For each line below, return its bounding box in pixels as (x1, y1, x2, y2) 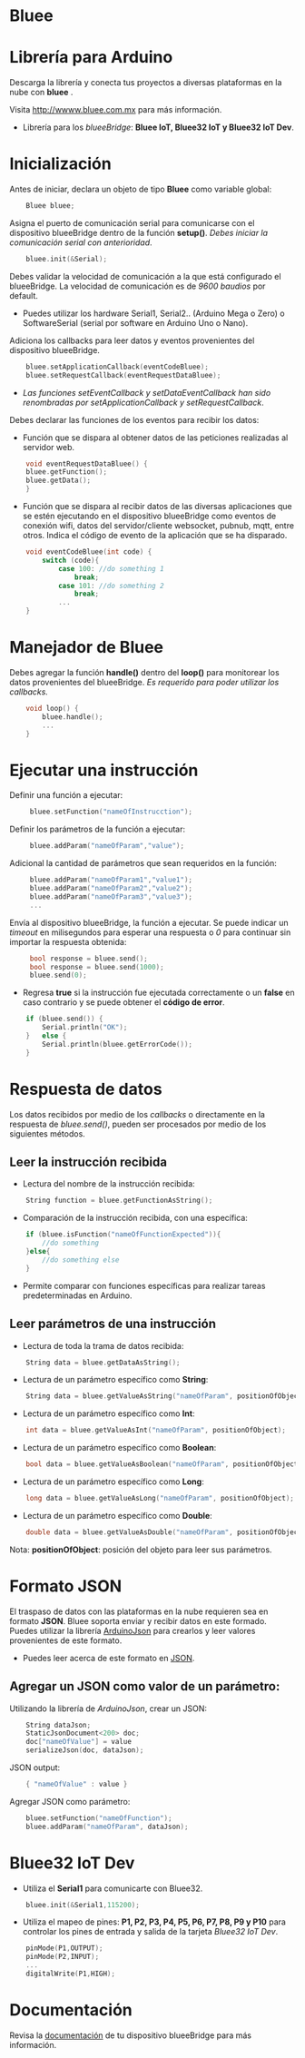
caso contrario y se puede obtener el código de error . (22, 997, 225, 1008)
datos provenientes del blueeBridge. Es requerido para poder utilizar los (9, 677, 280, 687)
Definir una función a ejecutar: (9, 790, 123, 801)
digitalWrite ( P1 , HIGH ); (25, 1969, 116, 1979)
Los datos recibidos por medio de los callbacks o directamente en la (9, 1108, 266, 1119)
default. (9, 290, 39, 300)
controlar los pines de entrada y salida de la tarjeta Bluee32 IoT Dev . (22, 1926, 279, 1937)
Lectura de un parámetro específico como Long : (22, 1476, 204, 1487)
